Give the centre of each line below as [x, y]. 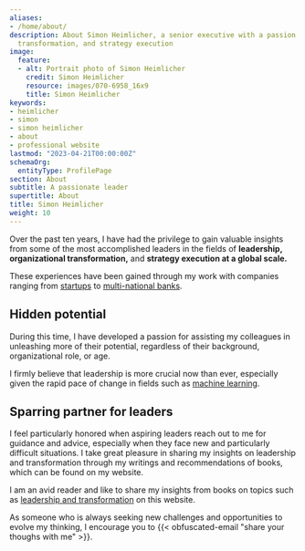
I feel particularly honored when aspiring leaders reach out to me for [138, 433]
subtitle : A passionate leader [69, 188]
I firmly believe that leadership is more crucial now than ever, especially [144, 373]
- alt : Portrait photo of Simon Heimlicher [101, 69]
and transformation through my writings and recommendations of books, [146, 463]
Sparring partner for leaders [91, 411]
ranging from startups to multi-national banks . [96, 286]
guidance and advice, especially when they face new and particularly [140, 443]
